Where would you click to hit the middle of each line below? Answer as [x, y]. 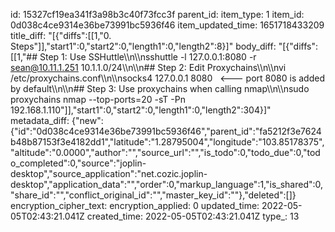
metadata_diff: [40, 120]
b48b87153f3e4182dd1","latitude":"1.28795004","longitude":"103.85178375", [167, 142]
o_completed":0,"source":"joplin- [78, 163]
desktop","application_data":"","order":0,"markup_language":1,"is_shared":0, [167, 184]
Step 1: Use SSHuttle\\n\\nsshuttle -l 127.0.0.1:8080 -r [148, 57]
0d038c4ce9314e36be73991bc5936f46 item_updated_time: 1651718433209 [167, 25]
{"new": [87, 120]
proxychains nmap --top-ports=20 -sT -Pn [98, 99]
